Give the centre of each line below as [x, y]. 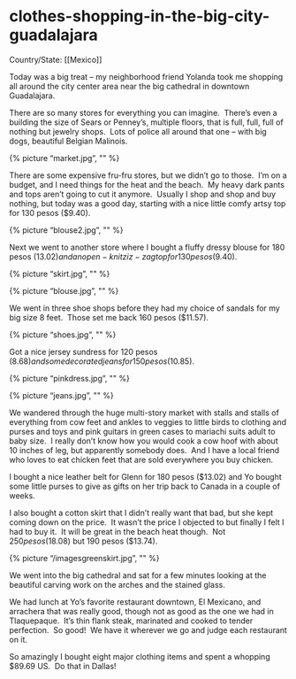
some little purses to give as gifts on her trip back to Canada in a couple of [145, 486]
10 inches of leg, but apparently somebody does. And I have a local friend [144, 450]
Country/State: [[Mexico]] [56, 59]
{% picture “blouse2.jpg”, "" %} [66, 230]
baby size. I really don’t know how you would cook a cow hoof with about [144, 441]
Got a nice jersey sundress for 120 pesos [83, 351]
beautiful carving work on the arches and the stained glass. [117, 584]
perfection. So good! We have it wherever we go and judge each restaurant [148, 629]
